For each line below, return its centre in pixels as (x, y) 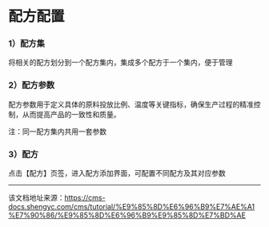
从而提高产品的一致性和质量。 (71, 114)
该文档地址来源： (36, 198)
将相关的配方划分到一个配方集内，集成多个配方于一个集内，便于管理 (120, 63)
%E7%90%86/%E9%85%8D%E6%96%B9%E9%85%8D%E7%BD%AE (127, 215)
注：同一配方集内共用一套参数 (57, 131)
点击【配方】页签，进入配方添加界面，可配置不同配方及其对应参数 (117, 173)
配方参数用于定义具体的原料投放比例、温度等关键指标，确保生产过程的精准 (131, 104)
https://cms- (85, 198)
